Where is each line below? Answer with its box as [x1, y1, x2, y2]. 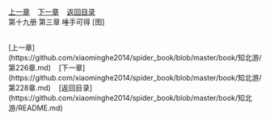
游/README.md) [8, 103, 63, 113]
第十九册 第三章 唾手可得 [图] [8, 17, 105, 27]
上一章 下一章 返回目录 [8, 7, 95, 16]
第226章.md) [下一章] [8, 63, 86, 72]
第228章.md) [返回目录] [8, 83, 93, 93]
